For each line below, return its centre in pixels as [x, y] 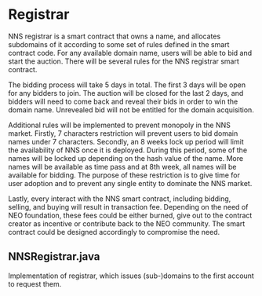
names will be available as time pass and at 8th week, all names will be [122, 166]
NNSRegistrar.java [54, 257]
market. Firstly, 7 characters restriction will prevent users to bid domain [123, 133]
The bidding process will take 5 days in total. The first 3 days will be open [127, 85]
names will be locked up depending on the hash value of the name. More [126, 158]
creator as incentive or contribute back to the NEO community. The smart [127, 223]
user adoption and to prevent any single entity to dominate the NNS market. [130, 183]
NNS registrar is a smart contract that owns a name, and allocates [115, 36]
